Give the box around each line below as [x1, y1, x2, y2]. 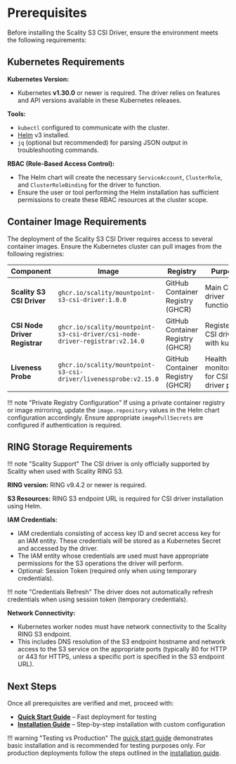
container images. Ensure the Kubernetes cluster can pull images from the [7, 242, 223, 251]
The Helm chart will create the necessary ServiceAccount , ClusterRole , [17, 173, 223, 181]
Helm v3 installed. [17, 130, 70, 139]
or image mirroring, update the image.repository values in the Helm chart [7, 406, 220, 414]
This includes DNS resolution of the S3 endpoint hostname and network [17, 637, 225, 646]
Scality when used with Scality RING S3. [7, 467, 124, 476]
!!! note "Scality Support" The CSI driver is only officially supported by [7, 460, 210, 468]
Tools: [7, 109, 26, 118]
